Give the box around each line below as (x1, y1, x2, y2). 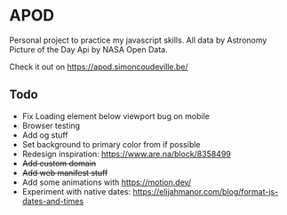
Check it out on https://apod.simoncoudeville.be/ (9, 61, 188, 72)
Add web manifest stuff (21, 167, 108, 178)
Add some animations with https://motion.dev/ (21, 177, 192, 187)
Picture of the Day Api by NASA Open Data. (9, 44, 168, 54)
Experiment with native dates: (21, 186, 132, 196)
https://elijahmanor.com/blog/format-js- (132, 186, 279, 196)
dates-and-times (21, 195, 84, 206)
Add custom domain (21, 157, 96, 169)
